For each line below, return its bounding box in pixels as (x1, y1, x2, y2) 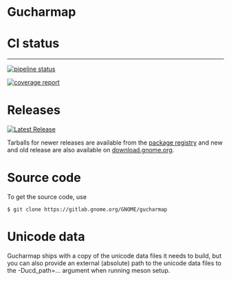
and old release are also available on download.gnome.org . (7, 146, 175, 154)
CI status (7, 36, 60, 52)
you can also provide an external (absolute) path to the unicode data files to (7, 259, 222, 267)
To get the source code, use (7, 193, 87, 200)
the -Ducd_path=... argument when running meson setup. (7, 266, 170, 274)
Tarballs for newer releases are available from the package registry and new (7, 138, 223, 147)
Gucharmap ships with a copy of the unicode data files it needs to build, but (7, 251, 222, 260)
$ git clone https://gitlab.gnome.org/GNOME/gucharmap (7, 206, 168, 213)
